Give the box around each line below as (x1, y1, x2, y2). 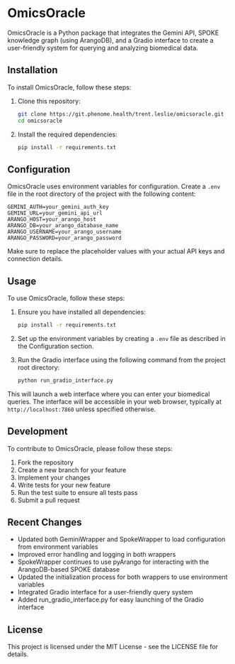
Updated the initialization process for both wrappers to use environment (17, 573, 228, 582)
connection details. (7, 254, 64, 263)
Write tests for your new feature (17, 481, 111, 489)
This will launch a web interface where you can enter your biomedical (7, 389, 210, 398)
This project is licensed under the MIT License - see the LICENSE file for (7, 643, 218, 651)
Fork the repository (17, 458, 74, 467)
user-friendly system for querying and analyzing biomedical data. (7, 43, 198, 52)
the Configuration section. (17, 342, 94, 350)
